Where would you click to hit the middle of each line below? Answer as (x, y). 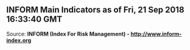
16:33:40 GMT (34, 20)
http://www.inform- (156, 34)
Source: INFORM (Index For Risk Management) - (68, 34)
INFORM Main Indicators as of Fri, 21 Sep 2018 (95, 10)
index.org (19, 40)
